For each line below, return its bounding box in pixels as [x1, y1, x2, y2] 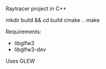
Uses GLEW [5, 58, 35, 64]
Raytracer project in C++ [5, 5, 67, 12]
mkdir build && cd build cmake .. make [5, 17, 100, 23]
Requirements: [5, 28, 41, 35]
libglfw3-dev [14, 46, 46, 53]
